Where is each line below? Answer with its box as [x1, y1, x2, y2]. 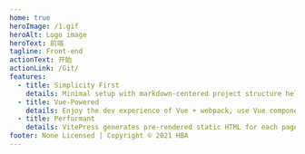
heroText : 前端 [9, 38, 64, 48]
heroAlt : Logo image [9, 30, 88, 39]
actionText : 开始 [9, 55, 73, 64]
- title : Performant [17, 114, 95, 123]
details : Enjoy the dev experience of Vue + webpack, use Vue [25, 106, 266, 115]
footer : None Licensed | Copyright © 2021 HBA [9, 131, 189, 140]
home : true [9, 13, 51, 23]
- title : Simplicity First [17, 81, 120, 90]
